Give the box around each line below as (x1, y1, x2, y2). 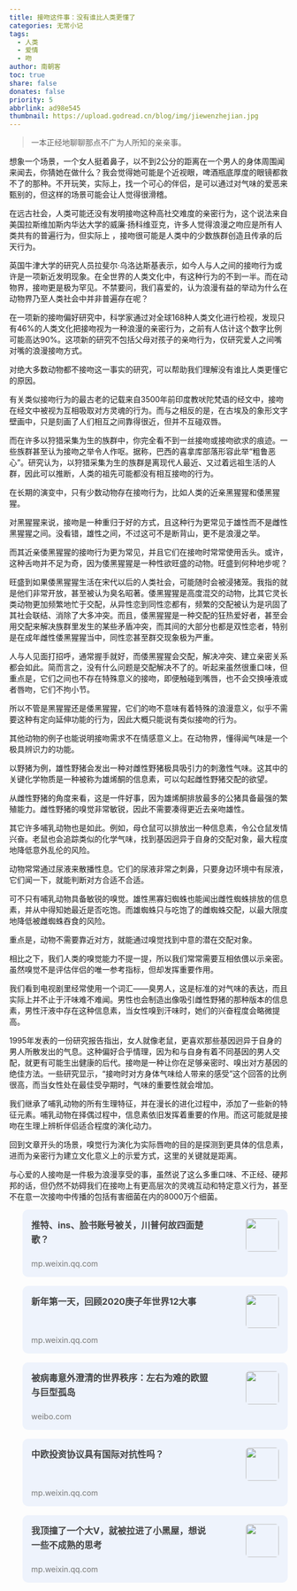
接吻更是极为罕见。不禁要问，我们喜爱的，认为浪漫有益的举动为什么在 (32, 283, 288, 293)
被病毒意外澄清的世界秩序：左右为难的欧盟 (30, 1372, 209, 1385)
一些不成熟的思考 (30, 1539, 103, 1551)
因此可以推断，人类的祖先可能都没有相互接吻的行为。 (24, 469, 218, 479)
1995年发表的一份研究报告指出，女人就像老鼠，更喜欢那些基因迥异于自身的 (9, 1036, 283, 1046)
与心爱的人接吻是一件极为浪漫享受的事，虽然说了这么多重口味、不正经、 (9, 1169, 272, 1180)
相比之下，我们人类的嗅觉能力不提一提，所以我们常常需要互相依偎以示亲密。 (9, 953, 288, 964)
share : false (9, 79, 57, 88)
